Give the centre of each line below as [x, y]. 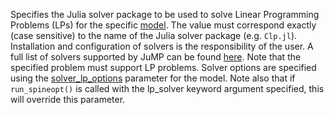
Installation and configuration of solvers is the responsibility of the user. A [162, 46]
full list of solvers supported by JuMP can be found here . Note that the [156, 57]
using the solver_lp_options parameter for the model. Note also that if [153, 78]
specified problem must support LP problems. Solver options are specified [163, 67]
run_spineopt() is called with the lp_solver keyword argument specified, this [167, 88]
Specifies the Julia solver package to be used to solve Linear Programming [165, 14]
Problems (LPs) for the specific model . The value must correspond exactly [163, 25]
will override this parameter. [68, 99]
